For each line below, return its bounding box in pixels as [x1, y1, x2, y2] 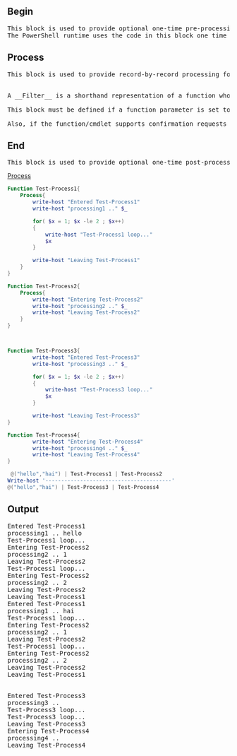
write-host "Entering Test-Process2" [32, 296, 143, 303]
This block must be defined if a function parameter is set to [7, 105, 231, 114]
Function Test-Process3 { [7, 348, 80, 355]
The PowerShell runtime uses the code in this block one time [7, 31, 227, 40]
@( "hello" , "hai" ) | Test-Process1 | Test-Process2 [10, 471, 162, 478]
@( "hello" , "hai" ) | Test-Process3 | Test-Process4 [7, 483, 159, 490]
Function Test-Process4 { [7, 431, 80, 439]
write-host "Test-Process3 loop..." [44, 386, 153, 394]
